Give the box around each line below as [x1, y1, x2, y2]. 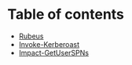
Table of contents [7, 5, 125, 23]
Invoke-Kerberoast [18, 39, 80, 49]
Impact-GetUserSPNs [18, 48, 90, 57]
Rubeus [18, 31, 44, 41]
